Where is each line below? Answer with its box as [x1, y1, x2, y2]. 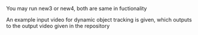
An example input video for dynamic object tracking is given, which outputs [6, 16, 193, 23]
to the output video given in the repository [6, 23, 110, 29]
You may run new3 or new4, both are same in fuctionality [6, 5, 147, 12]
